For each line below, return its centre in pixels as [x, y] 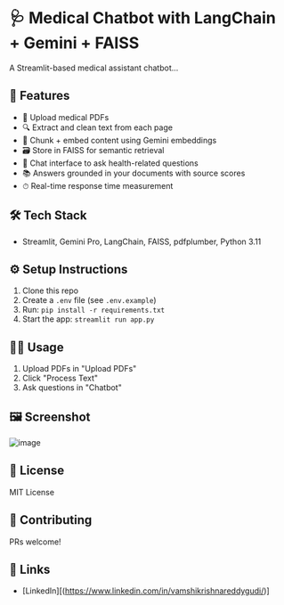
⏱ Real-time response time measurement [97, 185]
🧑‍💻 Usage [37, 347]
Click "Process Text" [60, 378]
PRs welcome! [35, 542]
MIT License [32, 492]
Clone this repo [50, 290]
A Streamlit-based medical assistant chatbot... [94, 68]
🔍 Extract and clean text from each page [97, 127]
